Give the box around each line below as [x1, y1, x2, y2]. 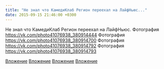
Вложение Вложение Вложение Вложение [5, 58, 98, 64]
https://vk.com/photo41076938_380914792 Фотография [5, 42, 124, 49]
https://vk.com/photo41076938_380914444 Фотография [5, 32, 125, 38]
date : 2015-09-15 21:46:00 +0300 [5, 12, 77, 17]
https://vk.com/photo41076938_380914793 [5, 48, 97, 54]
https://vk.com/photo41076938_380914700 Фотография [5, 37, 125, 43]
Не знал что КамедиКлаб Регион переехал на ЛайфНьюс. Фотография [5, 26, 159, 32]
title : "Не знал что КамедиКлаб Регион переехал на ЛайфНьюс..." [5, 7, 147, 13]
